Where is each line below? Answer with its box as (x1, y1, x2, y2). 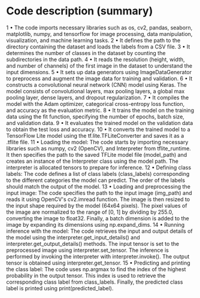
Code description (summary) (6, 4, 153, 18)
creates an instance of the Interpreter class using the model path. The (6, 157, 178, 165)
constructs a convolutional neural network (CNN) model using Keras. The (6, 81, 187, 88)
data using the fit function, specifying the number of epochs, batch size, (6, 112, 184, 120)
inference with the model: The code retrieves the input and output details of (6, 227, 193, 235)
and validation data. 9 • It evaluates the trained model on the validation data (6, 119, 193, 126)
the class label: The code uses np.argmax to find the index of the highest (6, 265, 186, 273)
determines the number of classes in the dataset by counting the (6, 49, 166, 56)
